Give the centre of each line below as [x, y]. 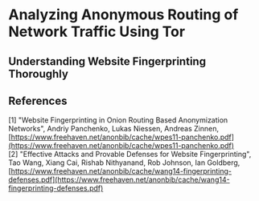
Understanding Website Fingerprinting [107, 61]
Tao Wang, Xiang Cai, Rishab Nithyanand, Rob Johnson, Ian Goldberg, [124, 163]
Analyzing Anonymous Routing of [123, 15]
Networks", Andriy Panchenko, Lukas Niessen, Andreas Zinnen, [114, 129]
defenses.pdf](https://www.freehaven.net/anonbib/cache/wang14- [119, 180]
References [38, 100]
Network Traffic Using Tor [97, 32]
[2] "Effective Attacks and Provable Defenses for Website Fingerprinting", [130, 155]
